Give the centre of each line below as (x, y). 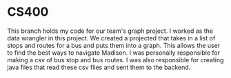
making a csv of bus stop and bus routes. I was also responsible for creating (115, 60)
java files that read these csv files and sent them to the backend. (99, 67)
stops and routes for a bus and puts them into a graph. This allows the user (114, 45)
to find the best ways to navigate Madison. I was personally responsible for (114, 53)
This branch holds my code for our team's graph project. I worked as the (110, 31)
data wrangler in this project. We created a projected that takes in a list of (111, 38)
